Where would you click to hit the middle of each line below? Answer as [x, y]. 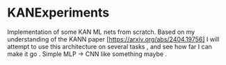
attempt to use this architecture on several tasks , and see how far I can [110, 46]
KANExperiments [58, 13]
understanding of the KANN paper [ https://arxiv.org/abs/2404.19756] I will [113, 39]
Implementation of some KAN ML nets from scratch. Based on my [101, 32]
